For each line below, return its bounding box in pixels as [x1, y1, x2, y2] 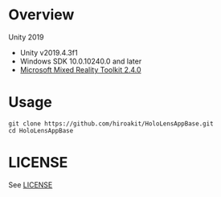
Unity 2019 [8, 32, 44, 42]
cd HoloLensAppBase [8, 126, 74, 134]
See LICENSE [8, 179, 53, 190]
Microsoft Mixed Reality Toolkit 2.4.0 [19, 64, 142, 74]
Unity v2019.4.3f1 [19, 47, 78, 57]
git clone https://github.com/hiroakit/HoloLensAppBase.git [8, 119, 215, 128]
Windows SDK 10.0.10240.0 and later [19, 56, 142, 66]
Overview [8, 6, 75, 24]
